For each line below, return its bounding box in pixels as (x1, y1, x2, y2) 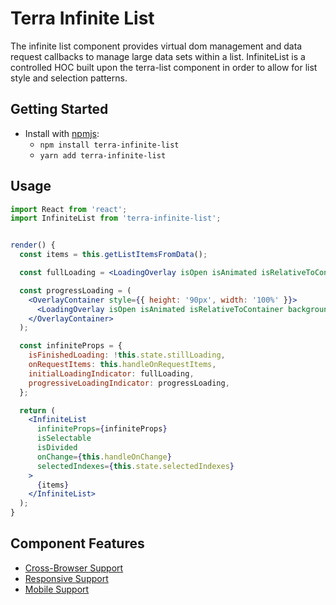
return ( (19, 405, 56, 416)
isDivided (36, 443, 78, 453)
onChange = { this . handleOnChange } (36, 452, 172, 462)
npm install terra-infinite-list (39, 140, 180, 150)
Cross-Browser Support (24, 562, 124, 574)
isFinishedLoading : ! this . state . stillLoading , (28, 350, 226, 361)
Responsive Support (24, 572, 109, 584)
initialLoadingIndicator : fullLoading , (28, 368, 195, 379)
